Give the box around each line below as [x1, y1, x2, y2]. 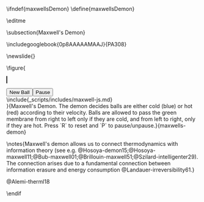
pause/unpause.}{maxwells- [114, 122, 186, 129]
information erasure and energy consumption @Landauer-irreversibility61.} [6, 166, 195, 173]
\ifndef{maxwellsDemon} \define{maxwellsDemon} [6, 5, 135, 12]
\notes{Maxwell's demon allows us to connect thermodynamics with [6, 140, 178, 147]
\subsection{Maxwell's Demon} [6, 29, 86, 36]
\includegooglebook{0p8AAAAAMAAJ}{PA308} [6, 41, 127, 48]
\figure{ [6, 64, 26, 71]
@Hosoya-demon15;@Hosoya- [78, 146, 156, 154]
